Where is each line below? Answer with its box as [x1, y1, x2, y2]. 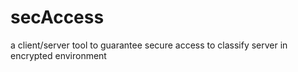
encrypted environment [10, 49, 107, 61]
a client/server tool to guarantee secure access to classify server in [10, 39, 288, 51]
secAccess [10, 6, 105, 29]
